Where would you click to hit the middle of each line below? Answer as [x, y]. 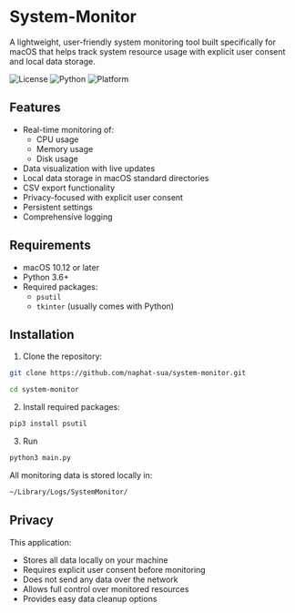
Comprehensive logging [67, 217]
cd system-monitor [44, 390]
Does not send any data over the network [100, 579]
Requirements [50, 245]
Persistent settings [58, 207]
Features [35, 108]
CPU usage [57, 139]
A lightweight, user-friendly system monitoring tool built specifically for [142, 42]
